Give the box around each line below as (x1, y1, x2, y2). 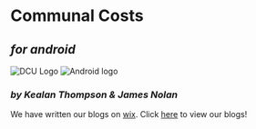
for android (10, 42, 77, 57)
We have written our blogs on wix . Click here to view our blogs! (10, 109, 248, 120)
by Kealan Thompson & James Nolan (10, 88, 179, 101)
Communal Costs (10, 5, 144, 26)
